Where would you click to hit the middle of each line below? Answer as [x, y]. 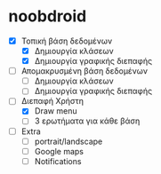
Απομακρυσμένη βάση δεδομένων [85, 71]
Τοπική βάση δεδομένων [67, 41]
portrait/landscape [68, 141]
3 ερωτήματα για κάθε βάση [87, 121]
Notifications [58, 161]
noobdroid [48, 16]
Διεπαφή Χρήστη [52, 101]
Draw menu [56, 111]
